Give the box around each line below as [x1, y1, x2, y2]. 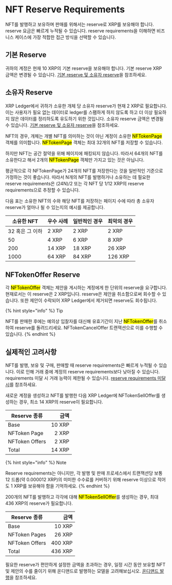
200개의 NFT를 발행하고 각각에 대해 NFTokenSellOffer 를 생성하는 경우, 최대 [5, 494, 159, 500]
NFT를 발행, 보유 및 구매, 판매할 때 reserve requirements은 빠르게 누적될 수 [5, 362, 158, 368]
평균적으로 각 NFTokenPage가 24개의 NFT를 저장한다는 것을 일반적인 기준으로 [5, 167, 163, 174]
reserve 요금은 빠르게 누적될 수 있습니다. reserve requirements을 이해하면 [5, 27, 156, 34]
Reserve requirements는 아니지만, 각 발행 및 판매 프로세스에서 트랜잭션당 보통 [5, 470, 163, 476]
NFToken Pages [8, 531, 46, 538]
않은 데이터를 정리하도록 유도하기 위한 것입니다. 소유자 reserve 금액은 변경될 [10, 116, 164, 122]
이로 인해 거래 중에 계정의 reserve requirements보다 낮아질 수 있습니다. [16, 369, 160, 375]
